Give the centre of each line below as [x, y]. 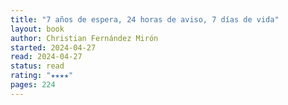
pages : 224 [33, 85]
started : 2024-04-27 [53, 47]
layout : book [37, 29]
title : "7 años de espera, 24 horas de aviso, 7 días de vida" [145, 19]
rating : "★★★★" [42, 76]
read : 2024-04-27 [46, 57]
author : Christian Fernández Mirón [84, 38]
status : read [37, 66]
